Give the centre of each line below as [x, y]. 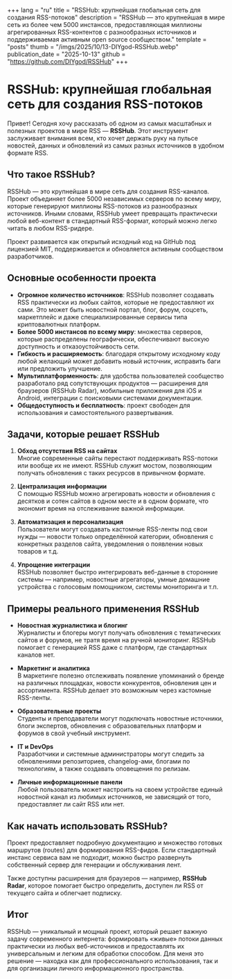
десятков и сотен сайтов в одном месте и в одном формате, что [113, 501]
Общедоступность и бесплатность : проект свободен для [104, 405]
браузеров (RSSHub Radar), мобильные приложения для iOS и [109, 390]
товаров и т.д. [38, 552]
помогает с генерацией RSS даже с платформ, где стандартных [112, 648]
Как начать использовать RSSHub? [88, 826]
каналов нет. [36, 655]
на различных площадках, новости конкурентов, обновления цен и [117, 683]
